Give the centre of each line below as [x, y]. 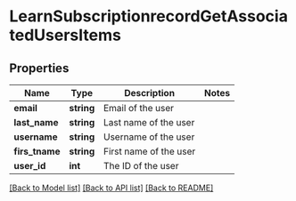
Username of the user [149, 137]
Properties [39, 68]
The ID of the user [141, 166]
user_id [30, 166]
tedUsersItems [66, 35]
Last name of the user [149, 122]
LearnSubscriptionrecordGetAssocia [148, 16]
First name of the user [149, 151]
